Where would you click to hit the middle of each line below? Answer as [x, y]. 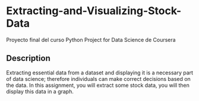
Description [28, 58]
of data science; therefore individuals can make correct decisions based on [99, 79]
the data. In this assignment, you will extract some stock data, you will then [98, 85]
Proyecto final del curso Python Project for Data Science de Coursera [91, 40]
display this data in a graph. [40, 91]
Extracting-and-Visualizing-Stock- [94, 11]
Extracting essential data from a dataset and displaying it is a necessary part [100, 73]
